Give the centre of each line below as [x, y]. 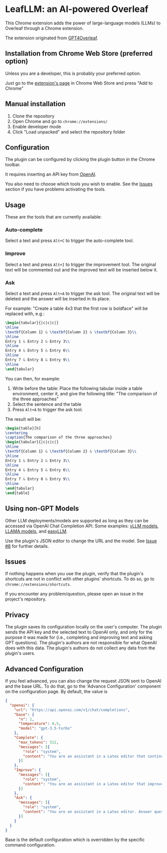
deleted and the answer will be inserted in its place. [58, 299]
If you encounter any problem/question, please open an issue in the [74, 594]
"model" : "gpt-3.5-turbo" [45, 729]
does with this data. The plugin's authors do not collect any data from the [80, 648]
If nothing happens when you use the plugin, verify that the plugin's [74, 574]
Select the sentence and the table [47, 404]
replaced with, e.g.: [25, 314]
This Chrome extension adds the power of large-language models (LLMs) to [83, 23]
